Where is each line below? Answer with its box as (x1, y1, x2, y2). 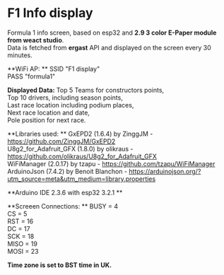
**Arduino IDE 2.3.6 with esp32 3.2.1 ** (7, 188, 123, 197)
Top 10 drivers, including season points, (7, 93, 124, 102)
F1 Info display (7, 5, 93, 21)
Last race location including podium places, (7, 100, 134, 109)
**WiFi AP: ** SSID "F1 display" (7, 64, 100, 73)
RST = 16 (7, 217, 34, 226)
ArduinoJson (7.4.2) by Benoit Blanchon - (7, 167, 128, 175)
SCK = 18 (7, 232, 35, 240)
